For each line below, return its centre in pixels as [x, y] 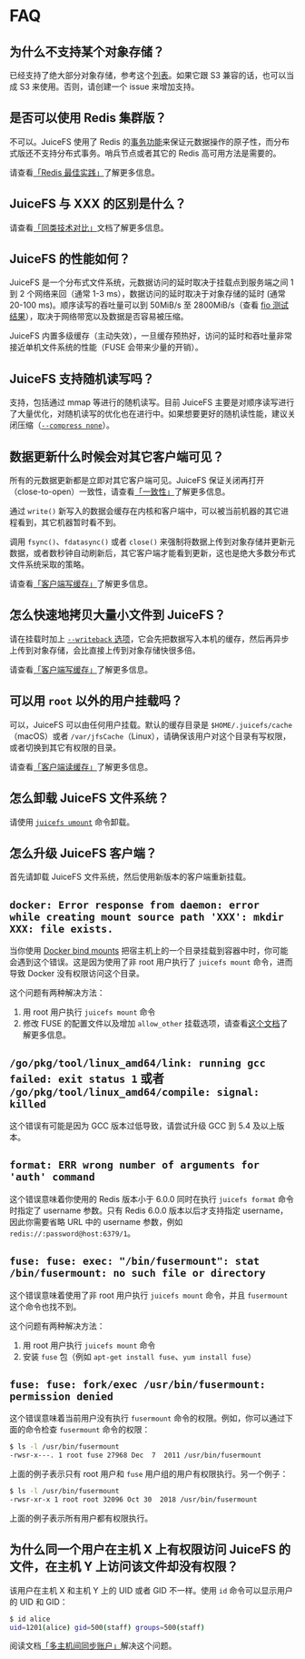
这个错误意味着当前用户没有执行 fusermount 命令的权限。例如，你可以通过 [148, 1418]
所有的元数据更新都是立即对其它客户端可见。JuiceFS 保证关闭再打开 [137, 481]
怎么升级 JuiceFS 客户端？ [83, 853]
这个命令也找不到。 [45, 1306]
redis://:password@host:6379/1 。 [73, 1233]
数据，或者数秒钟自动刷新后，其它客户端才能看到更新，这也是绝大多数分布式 [152, 553]
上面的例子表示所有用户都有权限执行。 [81, 1518]
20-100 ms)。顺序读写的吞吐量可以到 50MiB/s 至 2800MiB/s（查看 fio [140, 305]
